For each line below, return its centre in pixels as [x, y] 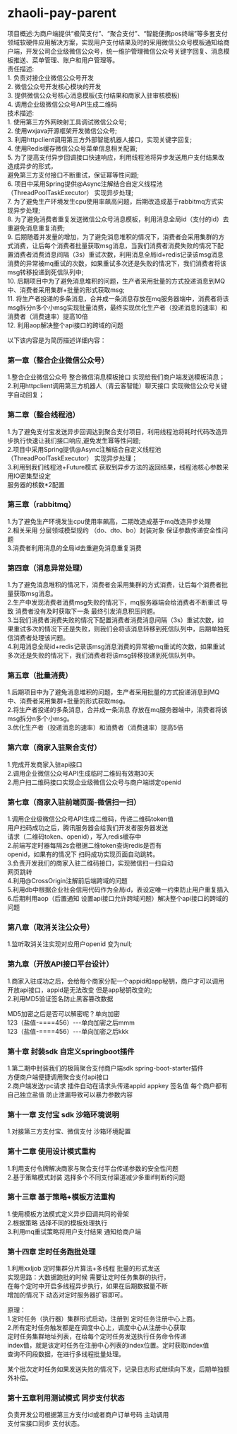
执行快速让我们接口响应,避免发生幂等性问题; [77, 441]
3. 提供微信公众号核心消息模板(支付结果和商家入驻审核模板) [93, 95]
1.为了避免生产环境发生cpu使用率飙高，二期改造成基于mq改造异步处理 [109, 521]
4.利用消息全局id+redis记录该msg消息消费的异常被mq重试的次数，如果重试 [116, 647]
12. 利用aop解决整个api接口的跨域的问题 [65, 325]
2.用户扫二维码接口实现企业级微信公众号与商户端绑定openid [94, 782]
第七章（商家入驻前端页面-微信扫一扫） [74, 802]
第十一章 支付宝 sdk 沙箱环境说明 [63, 1114]
